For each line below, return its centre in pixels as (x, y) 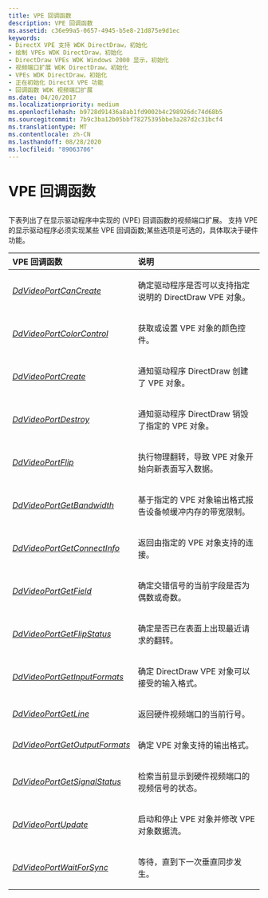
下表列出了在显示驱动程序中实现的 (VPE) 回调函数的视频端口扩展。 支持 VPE (133, 220)
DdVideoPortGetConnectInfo (66, 548)
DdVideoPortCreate (49, 376)
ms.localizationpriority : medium (64, 105)
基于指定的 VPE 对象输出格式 (192, 500)
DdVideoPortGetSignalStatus (67, 781)
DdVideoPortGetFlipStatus (62, 634)
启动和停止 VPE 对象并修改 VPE (197, 819)
